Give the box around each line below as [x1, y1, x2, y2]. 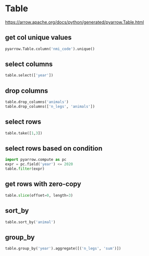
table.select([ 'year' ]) [5, 73, 54, 78]
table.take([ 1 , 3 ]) [5, 130, 43, 135]
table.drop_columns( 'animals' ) [5, 100, 69, 104]
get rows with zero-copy [5, 180, 82, 188]
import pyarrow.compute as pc [5, 157, 67, 162]
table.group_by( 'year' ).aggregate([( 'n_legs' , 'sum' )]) [5, 246, 121, 251]
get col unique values [5, 33, 72, 42]
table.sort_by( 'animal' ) [5, 219, 56, 225]
